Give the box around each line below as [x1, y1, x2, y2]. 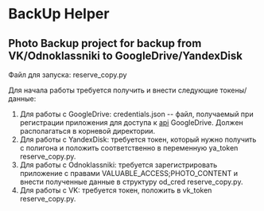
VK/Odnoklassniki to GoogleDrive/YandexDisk [8, 49, 243, 62]
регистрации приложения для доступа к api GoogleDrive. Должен [19, 118, 244, 127]
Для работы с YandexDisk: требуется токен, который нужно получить [19, 135, 257, 144]
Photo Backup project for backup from [8, 37, 202, 50]
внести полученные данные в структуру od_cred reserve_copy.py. [19, 177, 243, 186]
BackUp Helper [8, 5, 110, 23]
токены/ [219, 85, 247, 95]
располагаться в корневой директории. [19, 127, 156, 135]
